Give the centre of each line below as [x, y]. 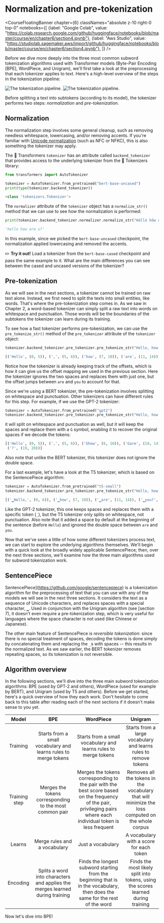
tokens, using [141, 880]
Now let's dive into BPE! [29, 917]
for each [141, 848]
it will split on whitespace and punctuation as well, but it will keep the [74, 424]
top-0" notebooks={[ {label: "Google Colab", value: [56, 27]
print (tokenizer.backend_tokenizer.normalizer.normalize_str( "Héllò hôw [81, 220]
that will [141, 797]
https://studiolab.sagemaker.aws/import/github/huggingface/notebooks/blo [83, 43]
